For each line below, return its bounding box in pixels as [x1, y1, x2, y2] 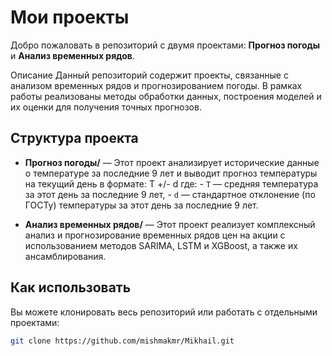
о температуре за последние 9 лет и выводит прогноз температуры [24, 167, 318, 179]
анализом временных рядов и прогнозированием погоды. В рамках [10, 79, 303, 91]
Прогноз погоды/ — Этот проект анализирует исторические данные [24, 156, 320, 168]
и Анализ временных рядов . [10, 49, 135, 61]
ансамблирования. [24, 250, 107, 262]
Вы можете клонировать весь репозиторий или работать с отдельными [10, 306, 318, 318]
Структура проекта [10, 130, 139, 147]
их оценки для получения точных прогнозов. [10, 101, 202, 113]
